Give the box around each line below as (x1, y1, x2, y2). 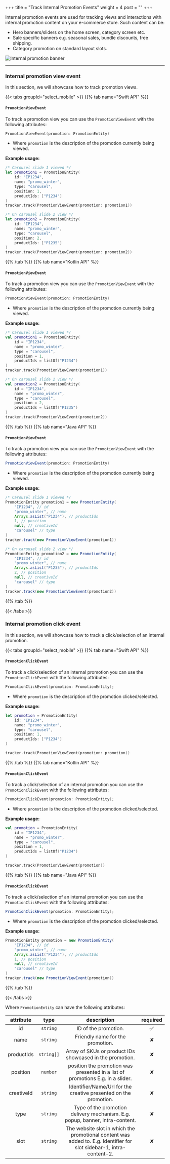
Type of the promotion (74, 1104, 127, 1111)
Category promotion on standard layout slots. (12, 46, 107, 51)
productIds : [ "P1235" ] (14, 240, 62, 245)
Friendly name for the (75, 1033, 126, 1040)
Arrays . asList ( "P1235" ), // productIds (14, 565, 99, 570)
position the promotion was (68, 1062, 133, 1069)
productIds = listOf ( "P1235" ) (14, 405, 78, 410)
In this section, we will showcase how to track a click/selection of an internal (5, 632, 164, 638)
